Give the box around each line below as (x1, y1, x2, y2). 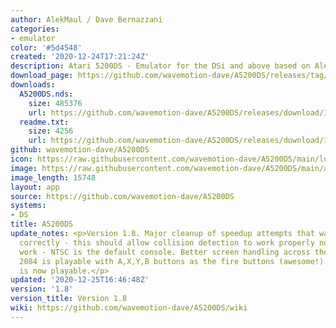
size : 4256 (28, 126, 74, 136)
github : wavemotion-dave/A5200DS (10, 145, 150, 155)
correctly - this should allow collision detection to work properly (19, 237, 315, 248)
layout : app (10, 182, 60, 192)
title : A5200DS (10, 219, 74, 230)
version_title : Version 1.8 (10, 294, 128, 304)
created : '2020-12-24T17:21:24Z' (10, 52, 150, 62)
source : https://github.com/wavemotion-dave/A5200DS (10, 191, 235, 201)
